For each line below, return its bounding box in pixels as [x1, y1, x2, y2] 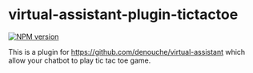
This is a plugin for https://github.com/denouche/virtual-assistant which [8, 47, 246, 56]
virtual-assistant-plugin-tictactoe [8, 6, 239, 24]
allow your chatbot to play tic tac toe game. [8, 56, 151, 65]
